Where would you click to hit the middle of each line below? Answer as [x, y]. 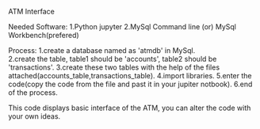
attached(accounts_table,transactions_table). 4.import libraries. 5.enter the [130, 76]
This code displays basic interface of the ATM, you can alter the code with [130, 108]
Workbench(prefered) [44, 35]
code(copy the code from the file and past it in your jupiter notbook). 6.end [130, 84]
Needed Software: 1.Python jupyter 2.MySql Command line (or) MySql [122, 27]
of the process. [33, 93]
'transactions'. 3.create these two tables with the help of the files [114, 67]
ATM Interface [32, 11]
